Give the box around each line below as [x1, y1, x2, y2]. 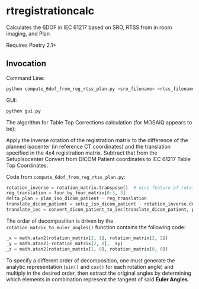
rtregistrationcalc [6, 4, 95, 18]
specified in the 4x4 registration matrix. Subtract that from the [6, 149, 158, 156]
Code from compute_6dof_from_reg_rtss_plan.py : [6, 173, 126, 180]
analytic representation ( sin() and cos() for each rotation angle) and [6, 263, 174, 270]
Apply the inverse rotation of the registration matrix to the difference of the [6, 136, 188, 143]
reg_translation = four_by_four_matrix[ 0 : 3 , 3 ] [6, 190, 126, 196]
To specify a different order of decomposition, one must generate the [6, 256, 175, 264]
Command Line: [6, 74, 45, 81]
